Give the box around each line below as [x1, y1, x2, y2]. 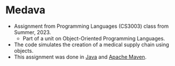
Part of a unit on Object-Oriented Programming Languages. [22, 35, 166, 42]
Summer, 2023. [13, 28, 51, 35]
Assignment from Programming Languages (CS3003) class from [13, 23, 169, 30]
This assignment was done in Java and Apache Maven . [13, 53, 147, 60]
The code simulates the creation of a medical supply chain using [13, 41, 170, 48]
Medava [5, 3, 45, 17]
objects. [13, 47, 34, 54]
